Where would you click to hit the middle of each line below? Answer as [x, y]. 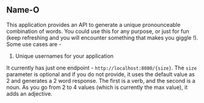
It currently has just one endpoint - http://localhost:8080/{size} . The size [102, 68]
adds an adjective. [30, 93]
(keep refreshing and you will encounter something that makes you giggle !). [102, 37]
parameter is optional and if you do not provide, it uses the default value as [101, 74]
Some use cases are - [34, 44]
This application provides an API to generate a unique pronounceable [93, 24]
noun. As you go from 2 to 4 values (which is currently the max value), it [97, 87]
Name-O [23, 10]
